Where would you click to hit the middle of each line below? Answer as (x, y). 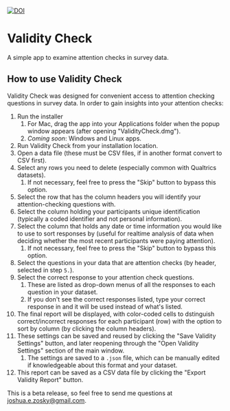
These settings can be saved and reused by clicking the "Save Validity (116, 336)
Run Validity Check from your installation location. (88, 145)
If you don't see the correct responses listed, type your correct (116, 299)
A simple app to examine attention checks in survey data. (88, 57)
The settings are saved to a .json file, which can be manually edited (123, 357)
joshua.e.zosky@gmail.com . (47, 400)
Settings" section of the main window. (71, 350)
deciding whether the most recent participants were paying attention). (116, 240)
